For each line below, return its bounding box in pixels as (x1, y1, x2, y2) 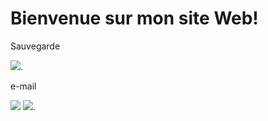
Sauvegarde (10, 40, 61, 52)
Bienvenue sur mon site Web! (10, 7, 259, 30)
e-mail (10, 80, 37, 92)
